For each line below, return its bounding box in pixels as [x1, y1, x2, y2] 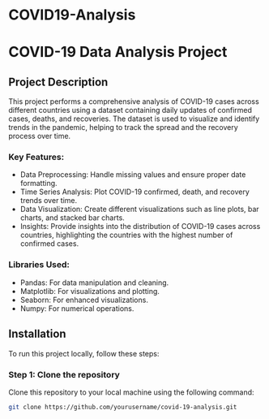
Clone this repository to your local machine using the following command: [8, 387, 254, 397]
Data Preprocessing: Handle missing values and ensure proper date [19, 170, 246, 179]
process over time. [8, 132, 71, 141]
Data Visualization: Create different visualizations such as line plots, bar [19, 205, 259, 214]
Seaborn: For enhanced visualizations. [19, 295, 148, 305]
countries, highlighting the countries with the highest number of [19, 230, 233, 240]
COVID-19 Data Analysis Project [8, 43, 228, 62]
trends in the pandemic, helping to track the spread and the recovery [8, 123, 239, 132]
